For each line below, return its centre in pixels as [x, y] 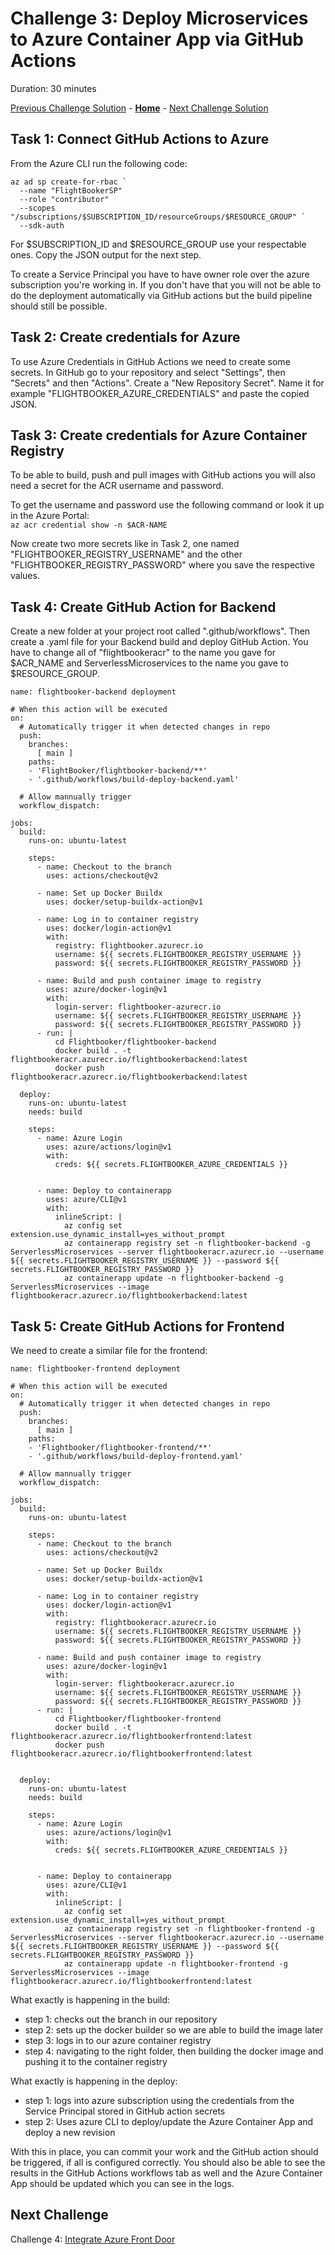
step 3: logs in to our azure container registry [118, 2040]
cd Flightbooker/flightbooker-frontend [138, 1719]
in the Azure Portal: [50, 516]
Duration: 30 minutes [53, 88]
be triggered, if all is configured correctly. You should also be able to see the [168, 2162]
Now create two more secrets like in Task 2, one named [125, 544]
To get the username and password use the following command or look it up [167, 505]
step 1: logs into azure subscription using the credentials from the [159, 2100]
